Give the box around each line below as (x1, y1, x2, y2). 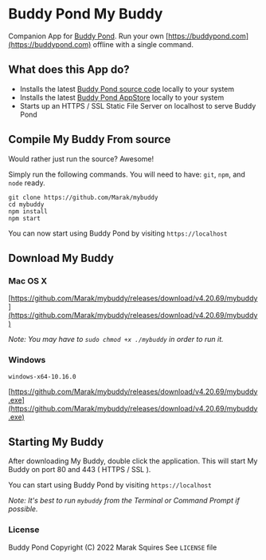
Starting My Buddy (8, 435, 104, 448)
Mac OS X (8, 275, 48, 286)
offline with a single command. (92, 39, 194, 49)
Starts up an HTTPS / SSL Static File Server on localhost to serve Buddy (19, 101, 256, 110)
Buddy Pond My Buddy (8, 5, 163, 23)
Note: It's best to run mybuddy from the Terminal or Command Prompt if (8, 496, 241, 506)
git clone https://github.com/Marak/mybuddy (8, 193, 158, 201)
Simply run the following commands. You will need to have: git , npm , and (8, 169, 245, 179)
